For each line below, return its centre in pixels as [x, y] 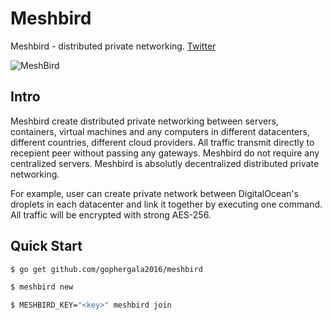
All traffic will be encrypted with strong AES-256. [111, 214]
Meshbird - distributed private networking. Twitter [113, 46]
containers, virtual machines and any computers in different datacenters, [160, 131]
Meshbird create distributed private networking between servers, [144, 121]
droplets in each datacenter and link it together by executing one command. [166, 204]
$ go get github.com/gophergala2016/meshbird [106, 269]
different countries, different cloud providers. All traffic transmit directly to [162, 142]
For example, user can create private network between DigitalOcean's [154, 193]
